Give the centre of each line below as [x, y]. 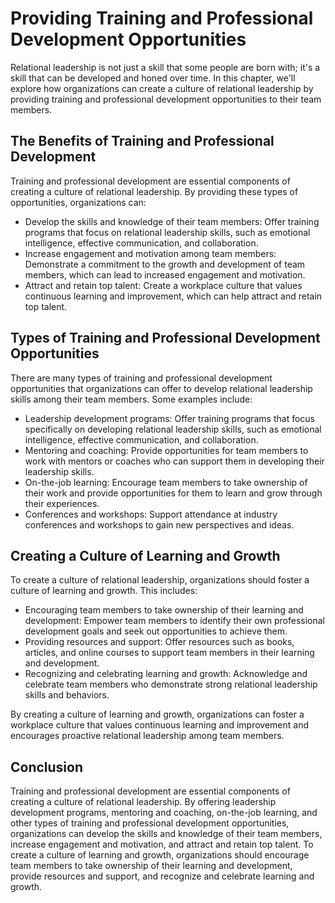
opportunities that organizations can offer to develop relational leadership [161, 388]
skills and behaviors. [67, 695]
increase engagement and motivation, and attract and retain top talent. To [162, 844]
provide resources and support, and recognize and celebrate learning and [162, 876]
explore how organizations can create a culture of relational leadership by [162, 88]
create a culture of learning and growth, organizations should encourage [160, 855]
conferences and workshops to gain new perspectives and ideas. [159, 524]
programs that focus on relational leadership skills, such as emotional [167, 232]
